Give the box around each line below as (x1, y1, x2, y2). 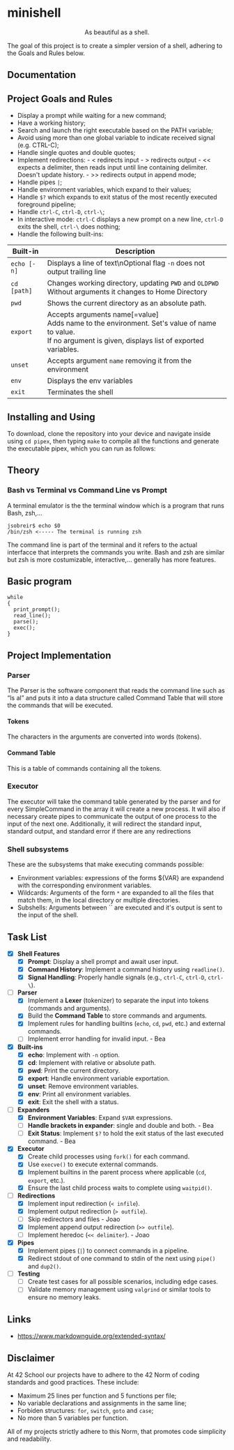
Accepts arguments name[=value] (47, 310, 159, 319)
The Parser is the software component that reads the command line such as (7, 686, 225, 695)
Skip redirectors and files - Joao (27, 1215, 120, 1223)
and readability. (7, 1435, 52, 1443)
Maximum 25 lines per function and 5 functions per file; (17, 1391, 177, 1400)
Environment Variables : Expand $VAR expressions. (27, 1114, 173, 1122)
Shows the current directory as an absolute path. (47, 299, 207, 308)
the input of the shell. (17, 911, 79, 919)
